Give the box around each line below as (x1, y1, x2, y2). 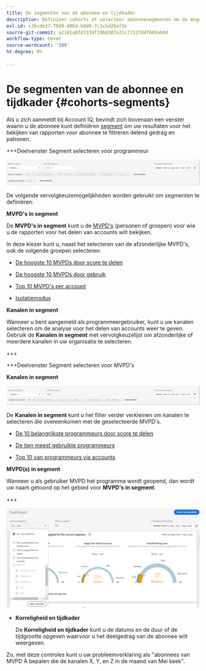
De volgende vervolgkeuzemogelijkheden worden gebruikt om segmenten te (6, 191, 200, 199)
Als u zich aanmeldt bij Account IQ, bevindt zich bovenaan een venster (6, 115, 185, 123)
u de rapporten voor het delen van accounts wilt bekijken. (6, 228, 152, 236)
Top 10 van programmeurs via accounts (15, 454, 115, 461)
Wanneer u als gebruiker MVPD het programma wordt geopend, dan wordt (6, 477, 195, 485)
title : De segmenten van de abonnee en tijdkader (6, 10, 136, 16)
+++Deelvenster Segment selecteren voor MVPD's (6, 361, 135, 369)
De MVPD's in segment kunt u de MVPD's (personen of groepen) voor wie (6, 221, 196, 229)
